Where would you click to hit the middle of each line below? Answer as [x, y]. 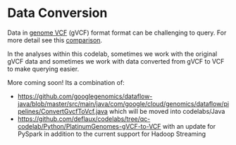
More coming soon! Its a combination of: [66, 82]
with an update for [189, 126]
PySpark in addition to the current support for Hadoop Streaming [112, 134]
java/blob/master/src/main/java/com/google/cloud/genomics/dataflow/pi [123, 103]
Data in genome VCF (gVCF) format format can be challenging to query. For [117, 33]
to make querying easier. [43, 69]
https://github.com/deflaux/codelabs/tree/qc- [84, 119]
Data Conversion [57, 13]
